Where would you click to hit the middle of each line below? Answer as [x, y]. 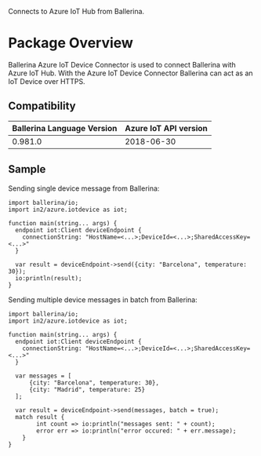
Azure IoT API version [166, 128]
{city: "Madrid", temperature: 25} [87, 389]
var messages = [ [43, 376]
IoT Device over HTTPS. [47, 81]
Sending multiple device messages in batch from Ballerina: [103, 299]
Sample [27, 169]
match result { [40, 417]
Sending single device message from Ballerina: [84, 188]
